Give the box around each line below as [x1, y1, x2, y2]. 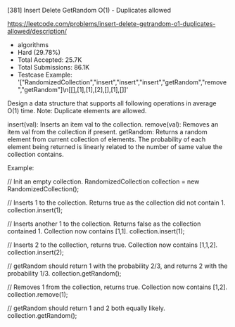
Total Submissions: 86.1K [17, 63, 90, 71]
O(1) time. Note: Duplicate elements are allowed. [7, 107, 147, 115]
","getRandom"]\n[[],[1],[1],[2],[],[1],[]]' [17, 86, 129, 94]
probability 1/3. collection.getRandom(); [7, 269, 122, 277]
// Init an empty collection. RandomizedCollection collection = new [7, 177, 200, 186]
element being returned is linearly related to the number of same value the [7, 143, 223, 150]
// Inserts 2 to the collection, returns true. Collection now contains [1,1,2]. [7, 241, 218, 249]
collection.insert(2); [7, 248, 65, 256]
